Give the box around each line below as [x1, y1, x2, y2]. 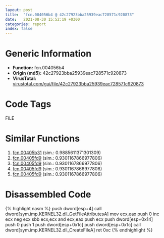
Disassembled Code [5, 189, 91, 200]
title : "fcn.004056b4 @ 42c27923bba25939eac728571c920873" [5, 12, 135, 17]
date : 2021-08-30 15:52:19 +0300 [5, 17, 80, 22]
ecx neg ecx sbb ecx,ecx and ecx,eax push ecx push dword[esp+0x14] [5, 216, 153, 222]
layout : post [5, 7, 33, 13]
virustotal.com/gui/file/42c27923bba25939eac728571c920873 [12, 81, 144, 87]
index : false [5, 26, 33, 31]
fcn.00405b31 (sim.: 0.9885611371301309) [12, 150, 101, 156]
